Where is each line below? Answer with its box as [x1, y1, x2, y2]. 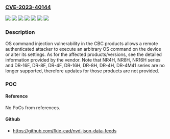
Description [5, 29, 35, 36]
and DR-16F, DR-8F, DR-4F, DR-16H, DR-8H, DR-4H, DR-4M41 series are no [5, 62, 165, 68]
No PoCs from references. [5, 104, 60, 111]
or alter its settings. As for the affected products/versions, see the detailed [5, 51, 162, 57]
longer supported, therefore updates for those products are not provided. [5, 68, 159, 74]
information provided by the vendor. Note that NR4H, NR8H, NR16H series [5, 56, 161, 63]
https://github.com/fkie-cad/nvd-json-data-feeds [12, 127, 117, 134]
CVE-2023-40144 [5, 4, 51, 11]
